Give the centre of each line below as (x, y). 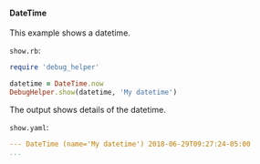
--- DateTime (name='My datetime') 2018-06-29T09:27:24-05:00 (130, 144)
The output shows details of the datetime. (88, 109)
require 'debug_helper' (55, 67)
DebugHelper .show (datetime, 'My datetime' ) (94, 92)
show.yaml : (29, 127)
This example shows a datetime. (70, 33)
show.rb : (25, 51)
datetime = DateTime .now (57, 84)
